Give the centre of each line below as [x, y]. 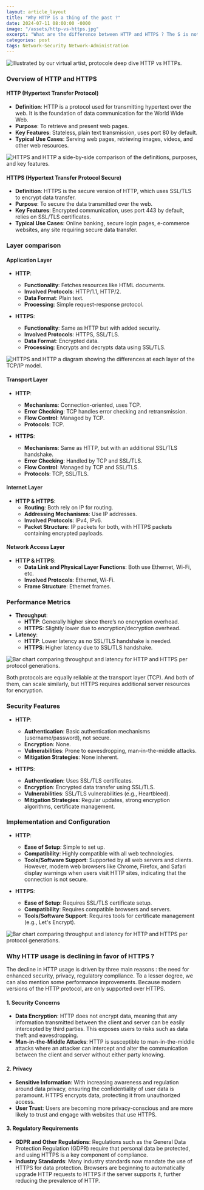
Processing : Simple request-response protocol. [84, 305]
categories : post [28, 40]
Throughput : [31, 615]
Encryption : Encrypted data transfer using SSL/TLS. [90, 787]
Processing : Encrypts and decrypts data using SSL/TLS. [95, 347]
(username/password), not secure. [67, 738]
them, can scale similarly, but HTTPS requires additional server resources [98, 684]
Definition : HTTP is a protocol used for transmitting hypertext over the [103, 107]
